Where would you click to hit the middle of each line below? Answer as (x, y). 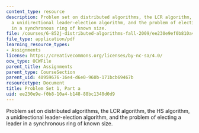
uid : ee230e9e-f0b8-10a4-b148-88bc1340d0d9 (61, 94)
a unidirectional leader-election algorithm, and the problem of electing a (94, 117)
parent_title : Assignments (39, 66)
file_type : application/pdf (41, 39)
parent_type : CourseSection (41, 72)
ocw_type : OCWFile (29, 61)
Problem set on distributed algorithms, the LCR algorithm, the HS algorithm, (98, 111)
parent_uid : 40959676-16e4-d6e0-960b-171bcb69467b (70, 77)
